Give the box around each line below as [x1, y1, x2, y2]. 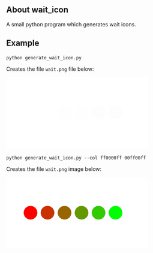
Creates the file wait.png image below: [6, 165, 102, 173]
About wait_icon [6, 5, 69, 15]
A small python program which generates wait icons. [6, 20, 136, 28]
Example [6, 38, 40, 49]
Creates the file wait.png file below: [6, 65, 94, 73]
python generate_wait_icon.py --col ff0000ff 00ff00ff [6, 155, 146, 161]
